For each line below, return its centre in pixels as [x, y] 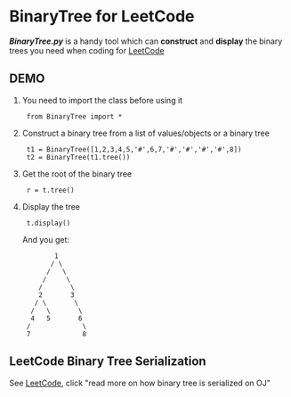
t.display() [48, 223]
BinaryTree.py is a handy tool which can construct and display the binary [146, 41]
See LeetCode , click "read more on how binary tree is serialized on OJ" [140, 383]
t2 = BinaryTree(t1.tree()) [78, 157]
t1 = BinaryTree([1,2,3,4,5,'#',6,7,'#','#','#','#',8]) [134, 149]
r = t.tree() [50, 190]
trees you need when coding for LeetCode [87, 50]
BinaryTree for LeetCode [102, 17]
